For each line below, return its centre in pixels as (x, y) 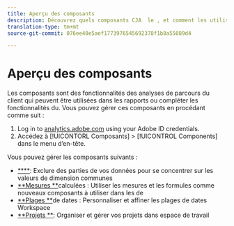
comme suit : (26, 115)
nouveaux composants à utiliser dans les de (80, 193)
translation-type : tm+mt (43, 27)
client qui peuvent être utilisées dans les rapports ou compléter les (103, 100)
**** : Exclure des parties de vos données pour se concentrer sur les (115, 171)
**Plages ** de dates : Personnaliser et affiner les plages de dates (112, 200)
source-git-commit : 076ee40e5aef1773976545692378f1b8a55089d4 (99, 33)
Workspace (34, 208)
